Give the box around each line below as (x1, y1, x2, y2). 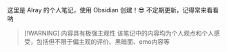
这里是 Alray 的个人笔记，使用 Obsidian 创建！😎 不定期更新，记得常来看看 (7, 6, 219, 14)
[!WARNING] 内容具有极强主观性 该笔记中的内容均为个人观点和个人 (23, 29, 214, 37)
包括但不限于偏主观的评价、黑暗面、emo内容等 (36, 38, 170, 46)
